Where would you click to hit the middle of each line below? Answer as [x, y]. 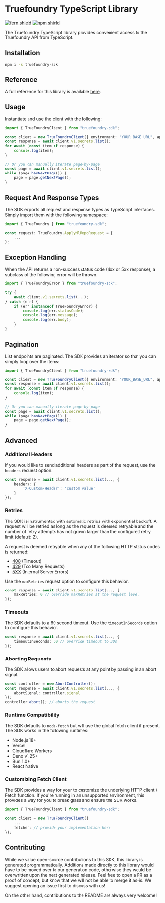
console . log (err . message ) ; [50, 315]
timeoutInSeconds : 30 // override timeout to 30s [66, 642]
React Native [25, 766]
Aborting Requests [28, 659]
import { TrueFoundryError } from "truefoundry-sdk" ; [61, 283]
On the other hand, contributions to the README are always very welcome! [81, 895]
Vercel [19, 746]
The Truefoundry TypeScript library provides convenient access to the [76, 32]
